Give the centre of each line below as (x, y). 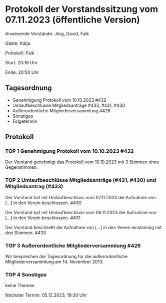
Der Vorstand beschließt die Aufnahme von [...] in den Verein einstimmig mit (83, 227)
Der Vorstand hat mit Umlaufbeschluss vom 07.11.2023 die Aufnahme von (80, 197)
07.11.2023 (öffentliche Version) (72, 20)
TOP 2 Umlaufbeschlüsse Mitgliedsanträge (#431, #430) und (81, 180)
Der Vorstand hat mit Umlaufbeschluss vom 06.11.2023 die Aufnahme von (81, 212)
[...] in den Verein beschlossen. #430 (43, 203)
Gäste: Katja (18, 43)
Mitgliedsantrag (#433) (34, 187)
